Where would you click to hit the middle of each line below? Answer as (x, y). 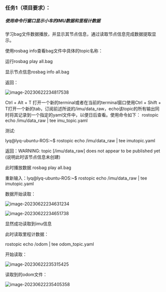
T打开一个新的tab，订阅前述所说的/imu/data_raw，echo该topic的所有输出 (80, 109)
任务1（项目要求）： (28, 7)
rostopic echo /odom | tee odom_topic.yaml (50, 244)
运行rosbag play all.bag (29, 61)
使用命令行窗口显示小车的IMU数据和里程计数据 (53, 20)
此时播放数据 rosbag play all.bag (38, 168)
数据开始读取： (20, 194)
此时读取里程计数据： (27, 234)
